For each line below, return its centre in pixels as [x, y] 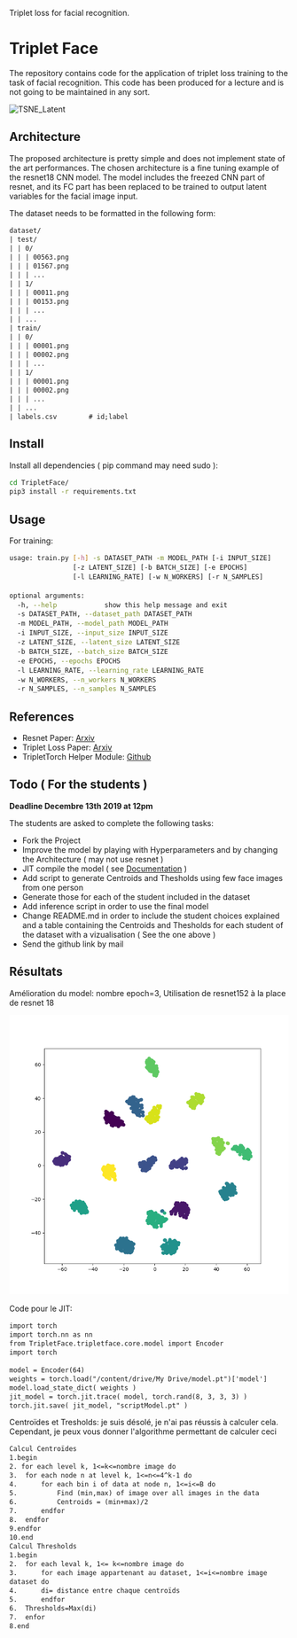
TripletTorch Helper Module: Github [86, 757]
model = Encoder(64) [47, 1370]
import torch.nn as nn [51, 1334]
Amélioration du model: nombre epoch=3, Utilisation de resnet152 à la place [148, 993]
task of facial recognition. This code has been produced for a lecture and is [147, 82]
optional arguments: [47, 596]
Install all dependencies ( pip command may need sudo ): [114, 465]
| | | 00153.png [39, 301]
